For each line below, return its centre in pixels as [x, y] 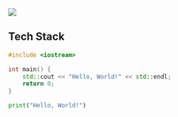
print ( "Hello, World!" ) [47, 106]
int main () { [30, 69]
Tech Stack [36, 37]
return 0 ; [39, 84]
